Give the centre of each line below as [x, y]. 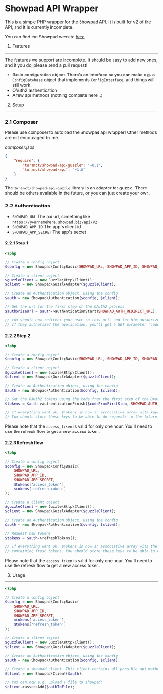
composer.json [20, 147]
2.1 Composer [22, 122]
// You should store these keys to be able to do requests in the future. [82, 417]
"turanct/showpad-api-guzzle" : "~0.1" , [63, 165]
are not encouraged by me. [32, 138]
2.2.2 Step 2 [18, 336]
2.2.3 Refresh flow [24, 442]
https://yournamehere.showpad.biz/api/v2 [54, 222]
